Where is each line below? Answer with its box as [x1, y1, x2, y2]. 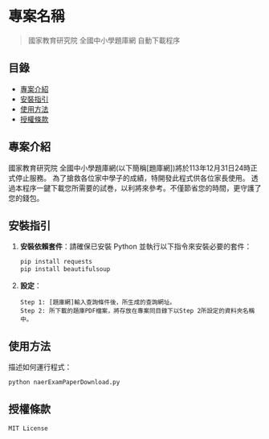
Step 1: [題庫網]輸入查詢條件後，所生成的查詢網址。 [19, 298, 177, 306]
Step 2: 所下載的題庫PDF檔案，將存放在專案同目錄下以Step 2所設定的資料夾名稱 [19, 307, 255, 315]
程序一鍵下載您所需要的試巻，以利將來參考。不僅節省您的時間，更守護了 [22, 183, 262, 193]
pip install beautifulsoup [19, 265, 111, 273]
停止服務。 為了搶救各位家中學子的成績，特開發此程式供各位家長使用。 [14, 173, 250, 183]
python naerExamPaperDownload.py [8, 378, 120, 386]
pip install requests [19, 258, 92, 266]
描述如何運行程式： [8, 362, 72, 371]
